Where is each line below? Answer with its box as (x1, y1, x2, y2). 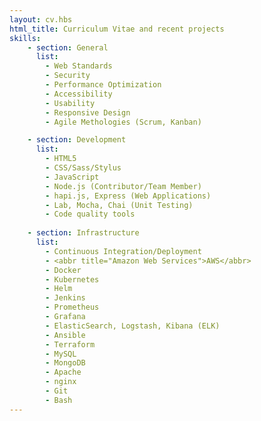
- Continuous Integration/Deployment (45, 246, 202, 256)
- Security (45, 71, 91, 81)
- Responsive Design (45, 107, 131, 118)
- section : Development (27, 135, 127, 145)
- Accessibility (45, 89, 113, 99)
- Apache (45, 367, 82, 378)
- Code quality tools (45, 209, 136, 220)
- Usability (45, 98, 96, 108)
